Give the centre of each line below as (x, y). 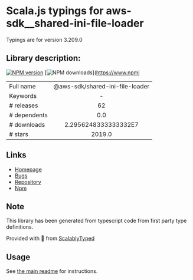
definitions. (20, 227)
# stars (19, 134)
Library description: (43, 58)
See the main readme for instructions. (52, 271)
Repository (28, 182)
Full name (23, 86)
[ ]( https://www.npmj (92, 73)
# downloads (27, 124)
